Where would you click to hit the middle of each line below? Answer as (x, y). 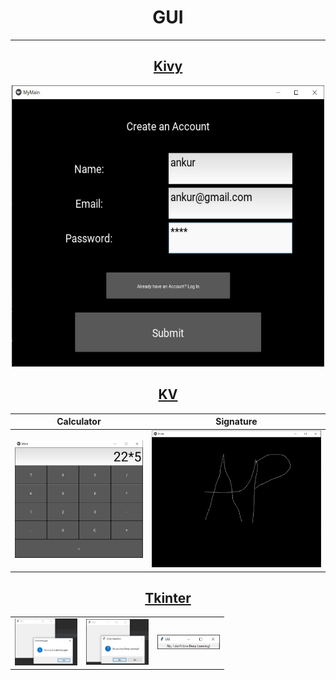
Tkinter (168, 597)
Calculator (79, 422)
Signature (236, 422)
